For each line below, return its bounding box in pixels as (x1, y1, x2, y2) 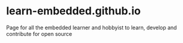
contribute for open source (6, 30, 73, 37)
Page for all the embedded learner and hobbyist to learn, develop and (6, 24, 177, 31)
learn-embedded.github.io (6, 4, 141, 18)
